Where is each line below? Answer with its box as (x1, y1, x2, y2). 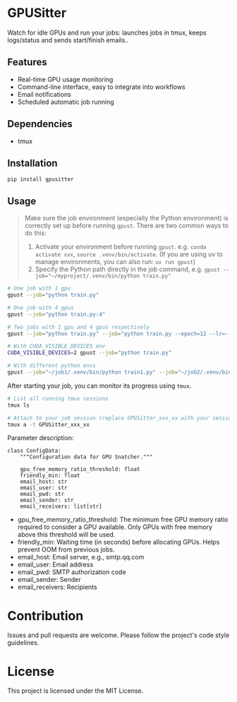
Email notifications (17, 90, 72, 98)
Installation (7, 157, 58, 169)
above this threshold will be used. (17, 530, 116, 539)
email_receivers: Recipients (17, 583, 97, 591)
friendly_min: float (20, 472, 80, 480)
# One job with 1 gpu (7, 285, 71, 292)
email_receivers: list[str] (20, 503, 102, 510)
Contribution (7, 607, 84, 624)
